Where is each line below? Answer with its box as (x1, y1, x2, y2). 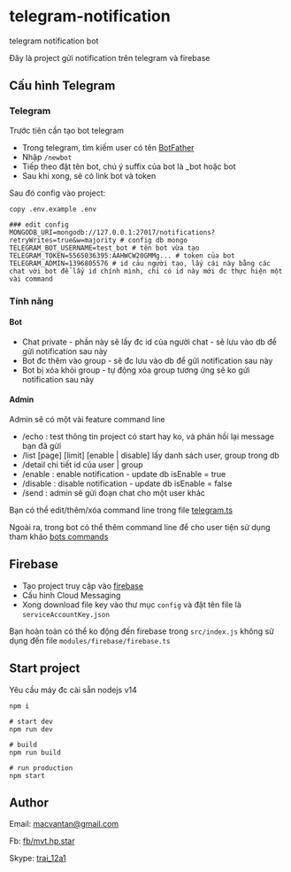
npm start (9, 771, 46, 780)
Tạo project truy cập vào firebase (21, 580, 144, 590)
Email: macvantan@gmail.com (9, 819, 119, 830)
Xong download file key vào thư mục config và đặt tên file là (21, 599, 241, 610)
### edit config (9, 220, 69, 229)
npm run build (9, 748, 62, 757)
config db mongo (127, 235, 188, 244)
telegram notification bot (9, 35, 99, 46)
